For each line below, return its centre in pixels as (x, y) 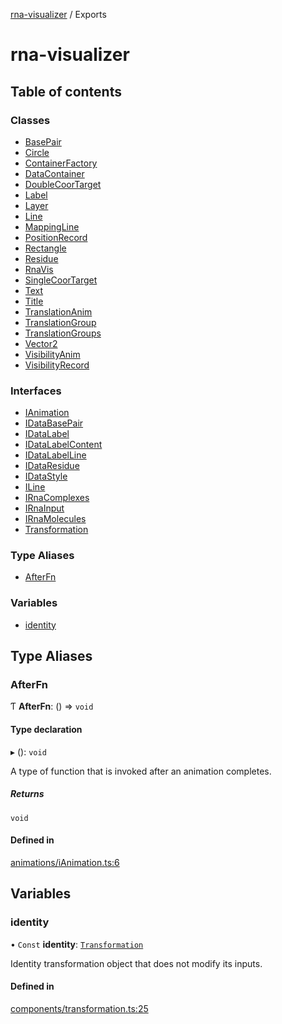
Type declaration (46, 730)
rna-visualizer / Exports (58, 14)
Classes (30, 120)
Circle (37, 152)
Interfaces (36, 391)
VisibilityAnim (52, 354)
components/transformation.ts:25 (79, 1008)
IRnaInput (44, 508)
